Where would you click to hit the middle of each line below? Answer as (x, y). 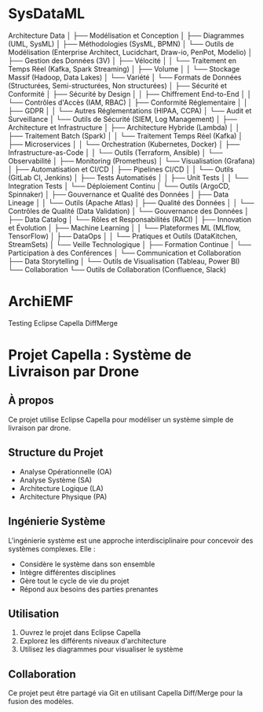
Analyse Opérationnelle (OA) (66, 471)
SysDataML (46, 14)
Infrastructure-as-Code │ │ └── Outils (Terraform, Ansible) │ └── (115, 152)
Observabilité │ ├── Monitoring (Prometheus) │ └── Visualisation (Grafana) (131, 160)
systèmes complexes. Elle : (52, 548)
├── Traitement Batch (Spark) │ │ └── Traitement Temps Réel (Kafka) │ (126, 135)
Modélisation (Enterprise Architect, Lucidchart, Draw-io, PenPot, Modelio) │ (130, 52)
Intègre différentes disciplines (68, 572)
